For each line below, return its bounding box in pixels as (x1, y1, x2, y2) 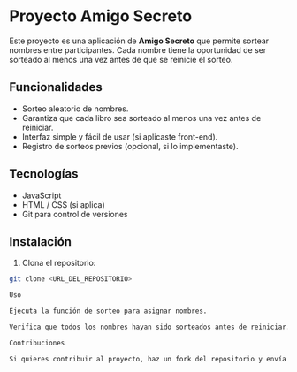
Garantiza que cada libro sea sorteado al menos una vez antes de (21, 112, 262, 123)
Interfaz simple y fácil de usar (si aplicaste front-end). (21, 131, 218, 142)
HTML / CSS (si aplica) (21, 199, 105, 209)
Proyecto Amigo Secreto (9, 6, 193, 27)
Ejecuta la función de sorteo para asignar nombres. (9, 307, 208, 315)
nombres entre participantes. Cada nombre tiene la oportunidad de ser (9, 44, 267, 55)
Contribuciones (9, 338, 65, 347)
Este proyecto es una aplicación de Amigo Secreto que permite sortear (9, 35, 270, 46)
